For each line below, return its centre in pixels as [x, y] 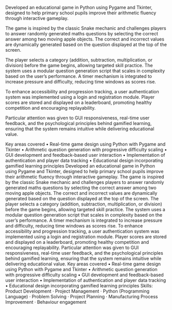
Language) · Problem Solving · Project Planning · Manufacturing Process [82, 296]
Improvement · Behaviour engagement [46, 302]
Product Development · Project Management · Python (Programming [78, 291]
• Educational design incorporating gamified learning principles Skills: [79, 286]
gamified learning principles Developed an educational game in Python [80, 166]
